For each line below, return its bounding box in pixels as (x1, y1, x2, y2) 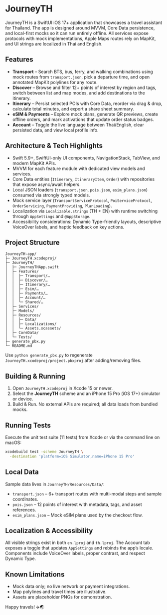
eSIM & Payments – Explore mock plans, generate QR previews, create (12, 111, 159, 117)
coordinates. (12, 496, 38, 502)
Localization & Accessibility (5, 526, 93, 535)
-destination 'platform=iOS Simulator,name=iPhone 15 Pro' (9, 453, 135, 459)
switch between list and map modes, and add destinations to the (12, 89, 146, 95)
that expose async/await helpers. (12, 181, 81, 187)
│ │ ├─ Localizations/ (5, 321, 57, 326)
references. (12, 506, 36, 512)
